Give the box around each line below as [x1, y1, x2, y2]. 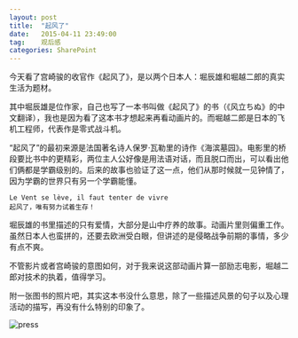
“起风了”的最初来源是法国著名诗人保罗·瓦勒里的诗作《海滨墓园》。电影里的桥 [9, 143, 286, 153]
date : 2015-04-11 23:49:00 [9, 29, 117, 38]
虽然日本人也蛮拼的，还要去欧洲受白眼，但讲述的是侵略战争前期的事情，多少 [9, 231, 289, 241]
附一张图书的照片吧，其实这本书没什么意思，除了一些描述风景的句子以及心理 [9, 290, 289, 302]
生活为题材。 [9, 83, 56, 93]
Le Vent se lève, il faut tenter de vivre [9, 193, 169, 202]
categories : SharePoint [9, 46, 98, 55]
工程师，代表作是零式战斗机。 [16, 123, 126, 134]
